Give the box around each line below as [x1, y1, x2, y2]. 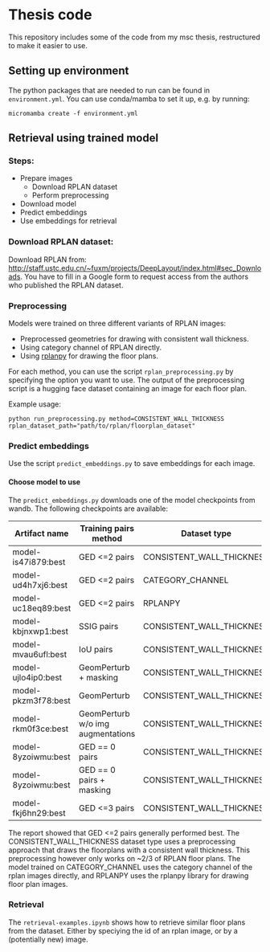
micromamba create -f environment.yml [8, 109, 138, 117]
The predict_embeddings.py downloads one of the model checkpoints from [8, 495, 256, 505]
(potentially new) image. [8, 934, 88, 944]
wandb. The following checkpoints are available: [8, 504, 169, 513]
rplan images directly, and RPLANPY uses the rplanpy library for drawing [8, 870, 249, 880]
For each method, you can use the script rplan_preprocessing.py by [8, 367, 234, 377]
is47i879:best [12, 556, 66, 567]
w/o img [79, 717, 110, 729]
